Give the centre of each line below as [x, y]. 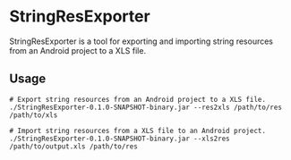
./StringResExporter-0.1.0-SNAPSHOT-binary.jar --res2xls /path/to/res [145, 107]
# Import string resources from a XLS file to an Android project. [138, 131]
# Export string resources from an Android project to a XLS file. [138, 99]
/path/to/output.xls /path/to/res [74, 146]
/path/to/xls [34, 115]
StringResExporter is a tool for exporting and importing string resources [141, 41]
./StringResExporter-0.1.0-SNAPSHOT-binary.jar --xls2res [120, 139]
